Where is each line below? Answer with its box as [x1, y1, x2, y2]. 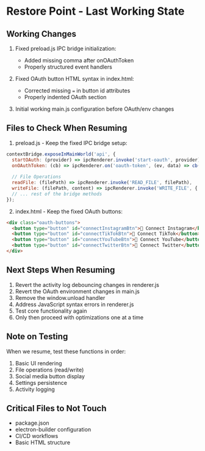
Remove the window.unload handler [15, 294, 106, 301]
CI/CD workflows [15, 433, 59, 440]
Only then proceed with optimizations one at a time [15, 313, 144, 321]
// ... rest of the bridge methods [12, 191, 103, 197]
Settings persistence [15, 379, 67, 386]
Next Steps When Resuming [6, 265, 115, 275]
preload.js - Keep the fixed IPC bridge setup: [15, 139, 128, 146]
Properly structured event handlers [24, 63, 113, 70]
